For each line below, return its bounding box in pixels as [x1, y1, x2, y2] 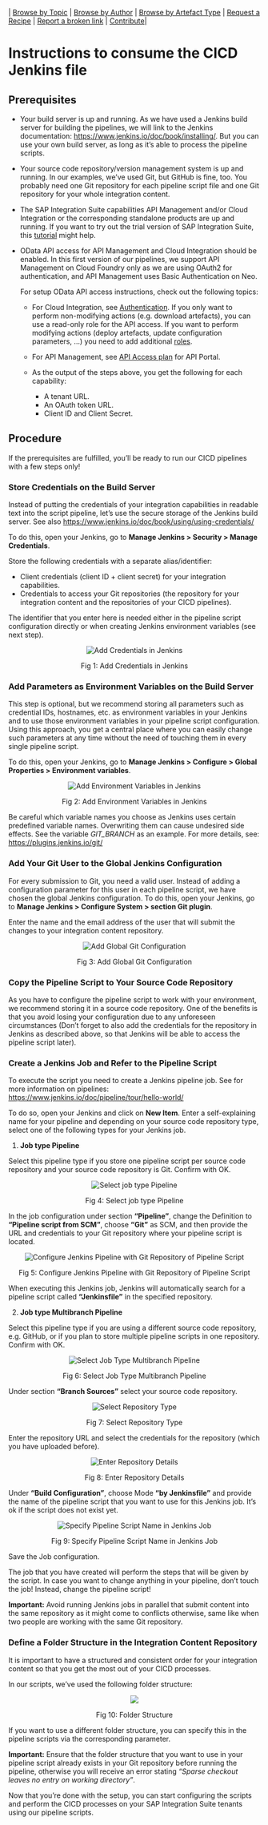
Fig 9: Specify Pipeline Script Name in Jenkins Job [50, 1537, 218, 1546]
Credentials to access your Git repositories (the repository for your [19, 589, 240, 598]
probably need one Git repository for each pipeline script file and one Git [19, 181, 260, 190]
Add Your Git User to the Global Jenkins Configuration [8, 858, 222, 869]
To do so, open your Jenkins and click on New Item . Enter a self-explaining [8, 1108, 256, 1118]
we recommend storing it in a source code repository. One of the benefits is [8, 1004, 258, 1013]
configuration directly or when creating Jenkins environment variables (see [8, 622, 256, 631]
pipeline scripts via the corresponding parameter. [8, 1734, 171, 1743]
